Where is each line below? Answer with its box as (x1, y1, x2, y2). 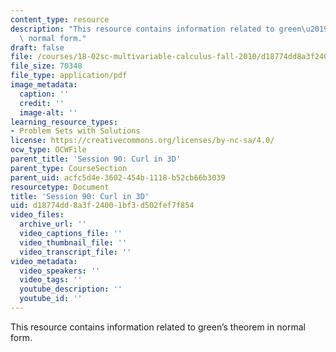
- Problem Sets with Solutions (10, 126, 141, 136)
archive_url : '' (19, 219, 87, 230)
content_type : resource (10, 14, 110, 25)
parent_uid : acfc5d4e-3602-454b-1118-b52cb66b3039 (10, 172, 226, 183)
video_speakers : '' (19, 266, 101, 276)
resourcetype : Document (10, 182, 110, 192)
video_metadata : (10, 256, 78, 266)
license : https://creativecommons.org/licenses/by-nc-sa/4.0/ (10, 136, 275, 146)
